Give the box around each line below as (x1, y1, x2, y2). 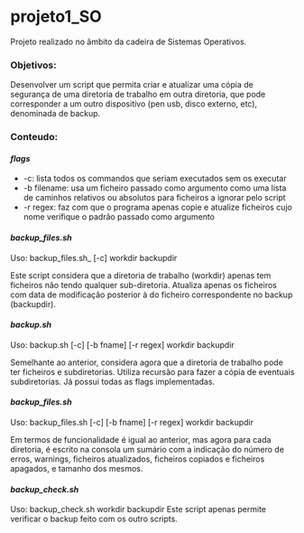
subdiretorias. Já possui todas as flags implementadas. (10, 376, 216, 387)
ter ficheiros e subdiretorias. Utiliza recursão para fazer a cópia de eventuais (10, 366, 295, 377)
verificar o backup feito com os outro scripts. (10, 513, 179, 525)
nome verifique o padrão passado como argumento (23, 211, 216, 222)
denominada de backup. (10, 108, 101, 119)
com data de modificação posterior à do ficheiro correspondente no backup (10, 289, 293, 300)
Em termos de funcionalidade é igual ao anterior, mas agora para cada (10, 434, 272, 444)
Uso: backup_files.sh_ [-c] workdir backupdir (10, 252, 178, 263)
